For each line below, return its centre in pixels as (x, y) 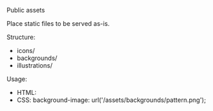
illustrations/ (35, 65)
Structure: (21, 37)
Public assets (26, 10)
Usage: (17, 79)
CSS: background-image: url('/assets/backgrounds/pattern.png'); (111, 100)
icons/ (26, 51)
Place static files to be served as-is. (58, 23)
